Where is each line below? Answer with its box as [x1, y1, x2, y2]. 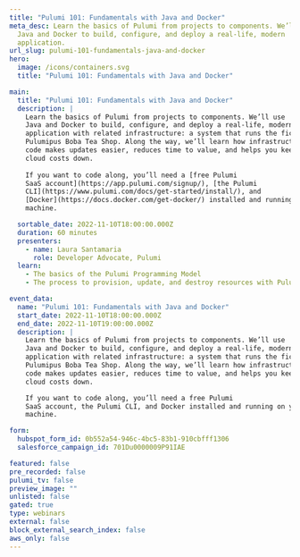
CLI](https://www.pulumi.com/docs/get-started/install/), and [25, 187, 262, 197]
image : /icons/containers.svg [17, 63, 129, 72]
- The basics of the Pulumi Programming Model [25, 270, 202, 279]
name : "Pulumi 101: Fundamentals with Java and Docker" [17, 302, 229, 311]
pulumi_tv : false [9, 476, 74, 485]
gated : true [9, 501, 54, 510]
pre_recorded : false [9, 467, 87, 477]
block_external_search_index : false [9, 525, 146, 535]
